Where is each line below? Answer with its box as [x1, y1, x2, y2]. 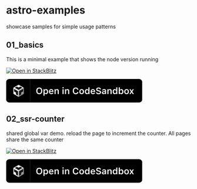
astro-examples [6, 4, 85, 17]
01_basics [6, 40, 44, 50]
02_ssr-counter [6, 114, 65, 124]
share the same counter [6, 136, 64, 143]
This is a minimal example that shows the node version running [6, 55, 159, 62]
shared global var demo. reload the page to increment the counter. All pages [6, 130, 191, 137]
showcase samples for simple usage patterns [6, 23, 116, 30]
